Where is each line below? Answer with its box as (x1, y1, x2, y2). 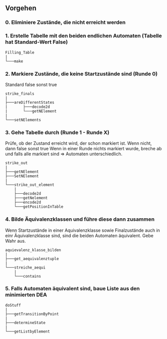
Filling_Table (5, 50, 35, 55)
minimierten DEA (5, 292, 47, 299)
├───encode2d (14, 200, 41, 205)
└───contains (14, 274, 41, 279)
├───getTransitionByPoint (5, 312, 59, 317)
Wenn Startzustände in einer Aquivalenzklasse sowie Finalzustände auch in (5, 227, 161, 233)
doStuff (5, 303, 21, 308)
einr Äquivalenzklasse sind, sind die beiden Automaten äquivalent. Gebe (5, 232, 154, 239)
